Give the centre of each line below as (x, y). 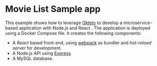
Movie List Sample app (53, 9)
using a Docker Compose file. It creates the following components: (73, 33)
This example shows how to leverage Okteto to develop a (64, 23)
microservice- (138, 23)
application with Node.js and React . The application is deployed (85, 28)
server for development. (37, 48)
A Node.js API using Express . (42, 53)
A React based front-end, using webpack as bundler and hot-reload (82, 42)
